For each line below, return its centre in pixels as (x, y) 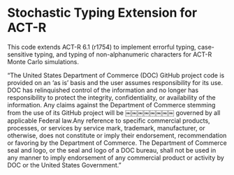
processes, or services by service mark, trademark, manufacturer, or (106, 128)
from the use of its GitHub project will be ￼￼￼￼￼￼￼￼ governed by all (114, 112)
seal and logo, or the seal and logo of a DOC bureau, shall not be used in (112, 150)
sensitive (20, 54)
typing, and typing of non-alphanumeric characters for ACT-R (123, 54)
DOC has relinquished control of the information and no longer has (103, 90)
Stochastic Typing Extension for (102, 13)
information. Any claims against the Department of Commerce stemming (111, 105)
